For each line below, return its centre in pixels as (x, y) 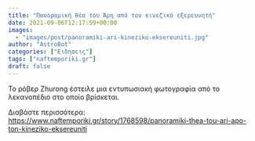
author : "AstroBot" (40, 45)
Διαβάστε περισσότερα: (47, 112)
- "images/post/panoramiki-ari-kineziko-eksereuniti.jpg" (112, 37)
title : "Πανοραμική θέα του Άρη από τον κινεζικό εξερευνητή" (112, 15)
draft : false (29, 67)
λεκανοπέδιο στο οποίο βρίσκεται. (64, 97)
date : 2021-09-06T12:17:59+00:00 (63, 23)
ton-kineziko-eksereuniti (48, 128)
